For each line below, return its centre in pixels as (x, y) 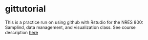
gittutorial (26, 9)
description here (21, 32)
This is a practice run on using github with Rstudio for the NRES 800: (74, 22)
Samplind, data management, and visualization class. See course (70, 27)
